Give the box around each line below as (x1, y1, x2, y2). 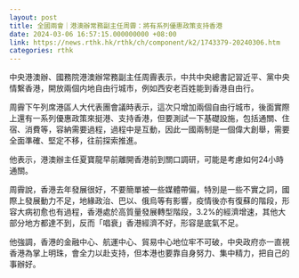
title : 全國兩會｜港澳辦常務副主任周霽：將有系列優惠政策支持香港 (9, 21, 223, 30)
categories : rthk (9, 46, 74, 55)
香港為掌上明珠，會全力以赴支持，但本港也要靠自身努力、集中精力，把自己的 (9, 248, 290, 258)
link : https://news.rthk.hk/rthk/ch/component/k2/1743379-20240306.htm (9, 37, 280, 47)
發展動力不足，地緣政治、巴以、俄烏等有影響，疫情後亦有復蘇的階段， (24, 195, 282, 206)
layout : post (9, 12, 58, 22)
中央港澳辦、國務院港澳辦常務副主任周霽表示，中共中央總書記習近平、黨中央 (9, 72, 290, 83)
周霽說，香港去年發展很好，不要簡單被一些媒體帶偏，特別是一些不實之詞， (9, 184, 282, 195)
